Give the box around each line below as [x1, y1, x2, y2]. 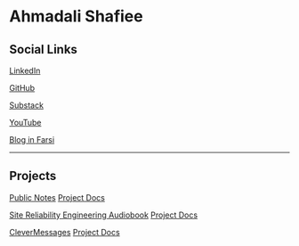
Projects [9, 168, 57, 184]
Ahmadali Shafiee [9, 6, 144, 27]
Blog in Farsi [9, 135, 55, 144]
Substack [9, 100, 44, 111]
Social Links [9, 42, 78, 57]
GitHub [9, 83, 36, 93]
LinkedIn [9, 65, 41, 76]
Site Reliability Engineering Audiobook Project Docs [9, 209, 198, 220]
